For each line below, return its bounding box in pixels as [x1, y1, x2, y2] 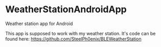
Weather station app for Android [5, 20, 73, 27]
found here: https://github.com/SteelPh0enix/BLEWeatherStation [5, 36, 142, 42]
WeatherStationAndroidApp [5, 4, 127, 15]
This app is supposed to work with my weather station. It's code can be [5, 30, 156, 36]
